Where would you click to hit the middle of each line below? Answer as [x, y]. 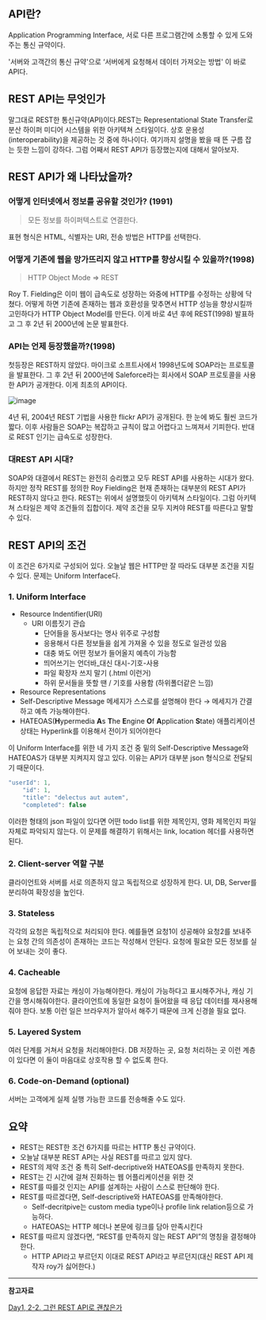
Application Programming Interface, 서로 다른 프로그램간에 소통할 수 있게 [123, 35]
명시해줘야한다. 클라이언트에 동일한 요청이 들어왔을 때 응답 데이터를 [126, 1001]
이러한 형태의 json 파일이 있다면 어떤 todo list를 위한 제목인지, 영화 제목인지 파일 [132, 821]
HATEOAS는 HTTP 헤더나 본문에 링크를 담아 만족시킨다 [117, 1227]
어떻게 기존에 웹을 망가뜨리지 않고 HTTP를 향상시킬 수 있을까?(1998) [131, 260]
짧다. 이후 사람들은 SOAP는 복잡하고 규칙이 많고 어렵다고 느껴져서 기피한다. [124, 426]
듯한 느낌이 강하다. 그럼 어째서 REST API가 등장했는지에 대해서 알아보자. [127, 149]
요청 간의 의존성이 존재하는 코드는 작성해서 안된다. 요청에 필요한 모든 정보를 [133, 941]
